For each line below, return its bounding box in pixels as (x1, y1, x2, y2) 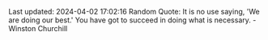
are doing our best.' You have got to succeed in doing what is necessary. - (8, 15, 257, 25)
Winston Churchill (8, 24, 68, 33)
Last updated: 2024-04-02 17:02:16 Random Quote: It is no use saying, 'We (8, 7, 261, 16)
